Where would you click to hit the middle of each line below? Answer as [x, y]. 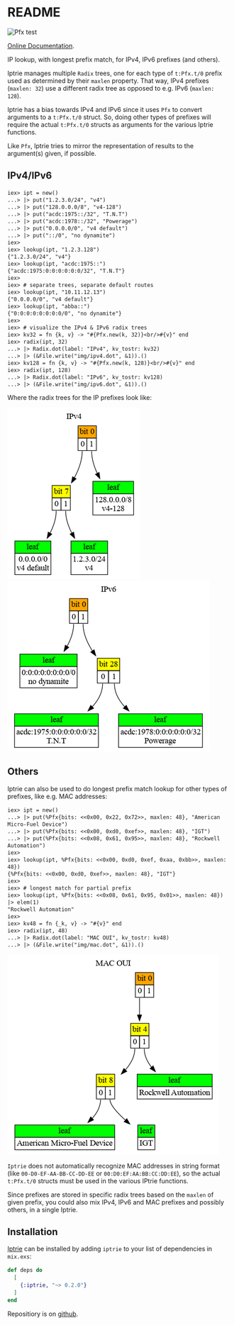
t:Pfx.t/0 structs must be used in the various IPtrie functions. [98, 1180]
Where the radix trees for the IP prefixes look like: [80, 397]
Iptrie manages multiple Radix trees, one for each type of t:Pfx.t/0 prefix [115, 73]
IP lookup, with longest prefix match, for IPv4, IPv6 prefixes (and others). [114, 59]
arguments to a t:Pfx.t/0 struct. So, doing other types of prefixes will [109, 117]
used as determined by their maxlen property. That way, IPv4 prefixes [108, 80]
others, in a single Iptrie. [43, 1209]
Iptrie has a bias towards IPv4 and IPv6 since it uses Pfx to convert [105, 109]
